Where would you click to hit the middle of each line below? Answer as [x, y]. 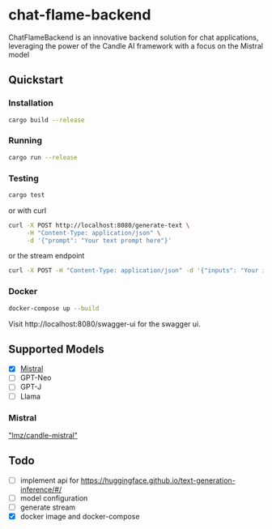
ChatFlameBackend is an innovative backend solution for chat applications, [134, 37]
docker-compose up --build [54, 308]
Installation [31, 103]
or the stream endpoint [47, 256]
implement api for [49, 480]
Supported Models [56, 349]
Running [25, 141]
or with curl [28, 210]
